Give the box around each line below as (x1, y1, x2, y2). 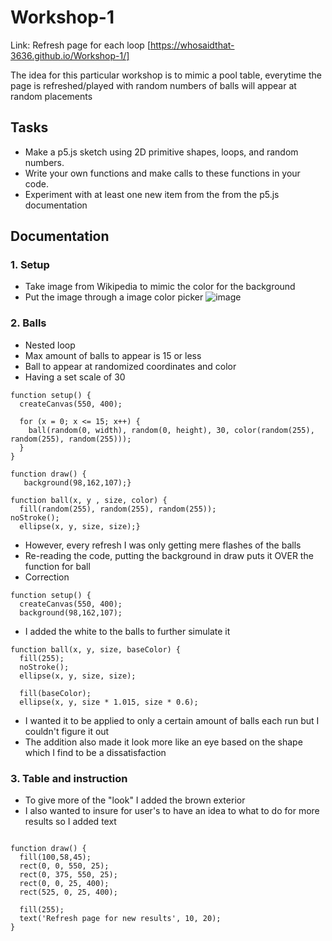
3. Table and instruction (10, 771, 128, 785)
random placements (10, 90, 93, 102)
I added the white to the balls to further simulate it (24, 625, 231, 637)
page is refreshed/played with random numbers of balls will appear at (10, 79, 297, 91)
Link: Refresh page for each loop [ (10, 39, 151, 51)
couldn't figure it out (24, 725, 110, 737)
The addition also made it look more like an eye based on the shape (24, 736, 303, 748)
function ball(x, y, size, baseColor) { (10, 644, 182, 655)
